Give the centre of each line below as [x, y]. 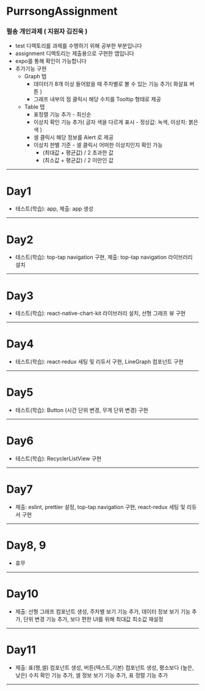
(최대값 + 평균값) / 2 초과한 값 [78, 153]
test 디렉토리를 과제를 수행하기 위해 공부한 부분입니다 [78, 46]
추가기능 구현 [31, 69]
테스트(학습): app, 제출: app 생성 [54, 209]
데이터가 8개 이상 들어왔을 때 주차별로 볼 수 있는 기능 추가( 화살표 [111, 84]
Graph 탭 [35, 76]
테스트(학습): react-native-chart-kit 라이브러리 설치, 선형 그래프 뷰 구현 [100, 313]
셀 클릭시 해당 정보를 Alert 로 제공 [74, 137]
